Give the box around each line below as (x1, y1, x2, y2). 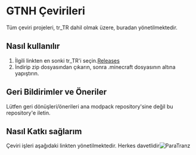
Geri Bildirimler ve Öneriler (6, 87, 107, 97)
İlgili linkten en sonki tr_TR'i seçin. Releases (14, 57, 120, 64)
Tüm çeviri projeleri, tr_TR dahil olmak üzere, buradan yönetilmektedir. (6, 24, 178, 31)
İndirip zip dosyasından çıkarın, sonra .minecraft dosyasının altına (14, 63, 176, 70)
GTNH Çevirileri (6, 4, 85, 18)
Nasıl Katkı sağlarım (6, 126, 82, 137)
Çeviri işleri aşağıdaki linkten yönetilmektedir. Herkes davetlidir (6, 142, 160, 150)
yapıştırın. (14, 70, 39, 77)
